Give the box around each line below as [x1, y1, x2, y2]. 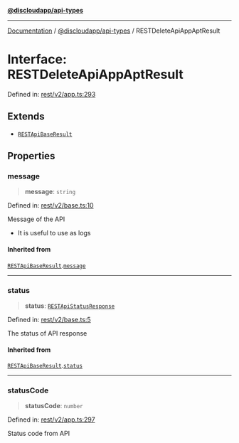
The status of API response [7, 329, 87, 337]
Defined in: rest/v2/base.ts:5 [7, 315, 91, 324]
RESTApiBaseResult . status [7, 361, 83, 370]
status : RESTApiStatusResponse [24, 301, 115, 310]
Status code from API [7, 429, 70, 438]
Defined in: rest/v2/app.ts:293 [7, 90, 96, 98]
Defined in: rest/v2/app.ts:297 [7, 415, 95, 424]
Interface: [7, 51, 68, 68]
